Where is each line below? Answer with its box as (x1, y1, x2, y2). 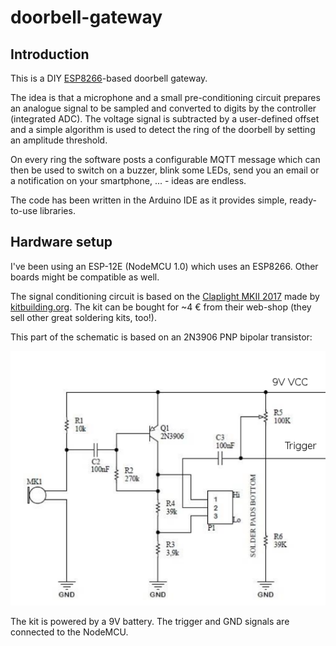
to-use (10, 205, 38, 216)
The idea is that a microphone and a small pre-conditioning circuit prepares (10, 92, 321, 103)
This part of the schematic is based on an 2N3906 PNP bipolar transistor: (10, 331, 313, 343)
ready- (289, 194, 317, 206)
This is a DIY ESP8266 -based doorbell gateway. (10, 72, 208, 84)
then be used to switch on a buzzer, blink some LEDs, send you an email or (10, 164, 320, 176)
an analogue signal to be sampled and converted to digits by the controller (10, 102, 317, 114)
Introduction (10, 46, 90, 63)
